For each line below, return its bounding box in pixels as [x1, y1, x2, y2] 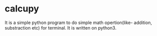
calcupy [5, 3, 39, 14]
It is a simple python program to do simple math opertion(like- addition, [5, 19, 152, 25]
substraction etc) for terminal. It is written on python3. [5, 24, 117, 30]
